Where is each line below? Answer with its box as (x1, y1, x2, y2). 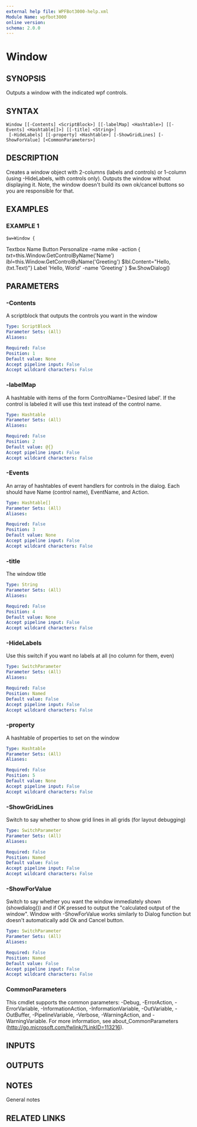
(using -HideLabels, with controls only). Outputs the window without (6, 174, 171, 182)
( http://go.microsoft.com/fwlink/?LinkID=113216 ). (6, 1024, 124, 1031)
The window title (6, 571, 46, 578)
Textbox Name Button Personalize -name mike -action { (6, 245, 141, 252)
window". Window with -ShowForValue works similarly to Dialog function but (6, 910, 191, 917)
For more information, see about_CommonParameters (49, 1017, 179, 1024)
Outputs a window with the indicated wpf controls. (6, 89, 128, 96)
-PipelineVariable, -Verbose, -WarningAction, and (32, 1011, 151, 1018)
